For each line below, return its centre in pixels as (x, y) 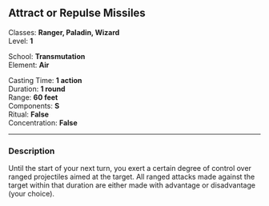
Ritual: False (29, 114)
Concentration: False (43, 122)
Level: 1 (21, 41)
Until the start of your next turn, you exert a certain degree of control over (130, 168)
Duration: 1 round (37, 89)
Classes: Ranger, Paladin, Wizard (64, 32)
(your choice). (31, 194)
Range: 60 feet (33, 97)
